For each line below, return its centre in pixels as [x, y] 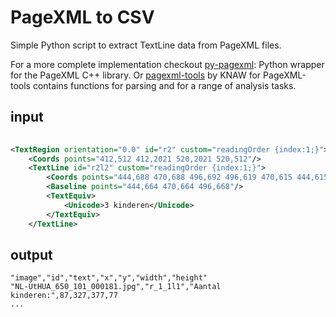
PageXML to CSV [82, 17]
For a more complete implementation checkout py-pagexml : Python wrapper [167, 64]
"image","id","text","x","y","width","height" [109, 278]
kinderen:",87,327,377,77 [64, 296]
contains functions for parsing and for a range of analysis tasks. [164, 85]
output [31, 254]
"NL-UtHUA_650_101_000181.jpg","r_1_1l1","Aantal [116, 287]
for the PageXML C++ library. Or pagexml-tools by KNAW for [136, 75]
